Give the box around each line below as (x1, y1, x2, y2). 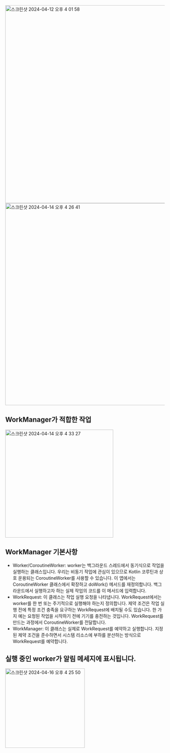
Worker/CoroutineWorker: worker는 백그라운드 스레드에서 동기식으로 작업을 (12, 562, 164, 568)
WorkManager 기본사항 (5, 548, 78, 556)
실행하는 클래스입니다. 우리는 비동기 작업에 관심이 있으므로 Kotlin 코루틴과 (12, 569, 158, 575)
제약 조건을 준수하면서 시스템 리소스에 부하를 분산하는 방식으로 (18, 632, 141, 638)
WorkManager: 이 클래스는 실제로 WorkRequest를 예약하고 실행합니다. (12, 625, 154, 631)
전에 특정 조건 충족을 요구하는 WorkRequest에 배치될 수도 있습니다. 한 (18, 607, 157, 613)
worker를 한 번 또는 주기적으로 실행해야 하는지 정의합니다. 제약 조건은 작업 (12, 600, 159, 606)
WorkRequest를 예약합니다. (12, 638, 68, 644)
